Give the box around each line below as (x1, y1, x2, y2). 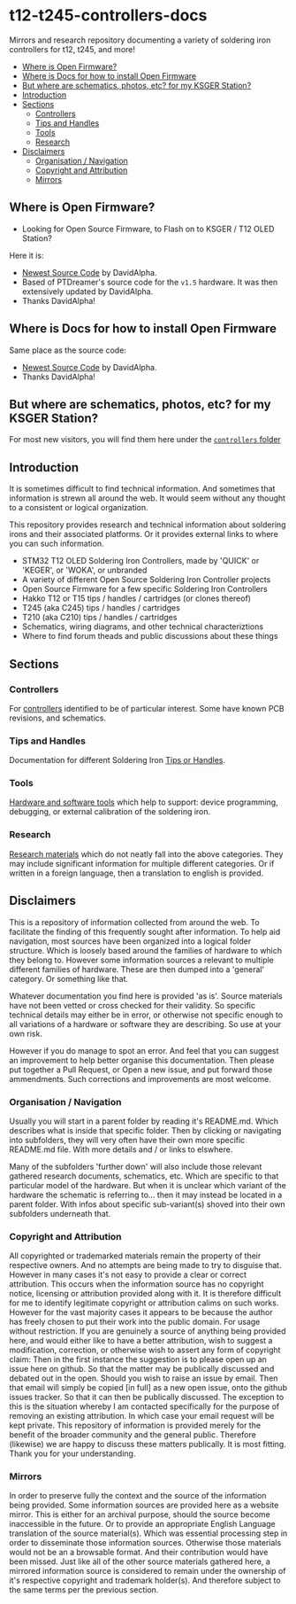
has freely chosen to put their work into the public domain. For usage (9, 1317, 261, 1328)
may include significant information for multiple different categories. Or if (9, 858, 275, 868)
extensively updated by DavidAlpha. (21, 285, 154, 297)
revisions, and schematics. (9, 712, 106, 723)
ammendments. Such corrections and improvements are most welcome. (9, 1073, 271, 1084)
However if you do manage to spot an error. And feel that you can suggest (9, 1045, 279, 1055)
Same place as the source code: (9, 345, 126, 355)
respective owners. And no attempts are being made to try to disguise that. (9, 1260, 282, 1271)
